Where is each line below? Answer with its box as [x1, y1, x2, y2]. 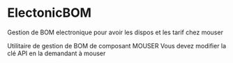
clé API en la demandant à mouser [7, 49, 106, 57]
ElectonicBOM [7, 5, 92, 21]
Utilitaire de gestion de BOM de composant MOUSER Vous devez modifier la [7, 41, 227, 50]
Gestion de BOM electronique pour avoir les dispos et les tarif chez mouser [7, 28, 223, 36]
